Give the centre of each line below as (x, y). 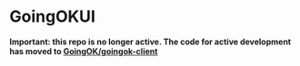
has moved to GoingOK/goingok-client (84, 51)
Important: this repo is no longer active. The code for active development (150, 42)
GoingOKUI (52, 17)
